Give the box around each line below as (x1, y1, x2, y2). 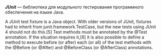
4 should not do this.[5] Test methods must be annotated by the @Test (5, 29, 147, 35)
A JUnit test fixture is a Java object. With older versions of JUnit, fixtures (5, 19, 152, 24)
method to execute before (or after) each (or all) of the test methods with (5, 39, 152, 45)
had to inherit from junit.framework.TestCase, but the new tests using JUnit (5, 24, 156, 30)
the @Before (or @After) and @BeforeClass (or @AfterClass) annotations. (5, 45, 153, 50)
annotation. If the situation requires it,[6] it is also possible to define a (5, 34, 144, 40)
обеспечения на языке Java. (5, 9, 64, 15)
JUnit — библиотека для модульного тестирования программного (5, 4, 144, 10)
